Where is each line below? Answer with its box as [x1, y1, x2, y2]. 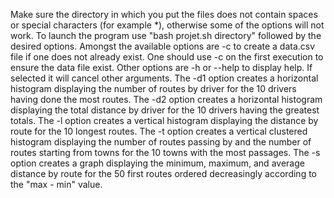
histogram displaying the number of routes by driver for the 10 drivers [10, 83, 297, 94]
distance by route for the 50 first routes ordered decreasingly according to [10, 168, 317, 179]
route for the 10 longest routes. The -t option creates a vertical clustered [10, 125, 308, 137]
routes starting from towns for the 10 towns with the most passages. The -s [10, 147, 321, 158]
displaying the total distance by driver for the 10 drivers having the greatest [10, 104, 320, 116]
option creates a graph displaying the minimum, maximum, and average [10, 157, 305, 169]
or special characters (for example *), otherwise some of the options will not [10, 19, 325, 31]
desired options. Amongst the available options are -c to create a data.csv [10, 40, 316, 52]
